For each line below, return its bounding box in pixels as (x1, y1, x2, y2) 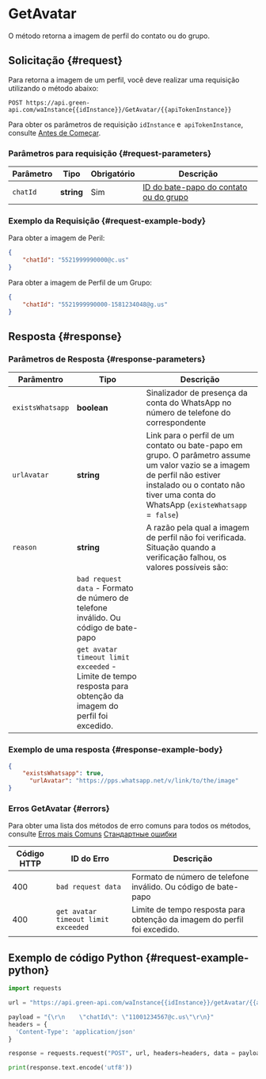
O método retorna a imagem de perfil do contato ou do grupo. (8, 31, 210, 40)
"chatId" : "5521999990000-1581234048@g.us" (22, 300, 169, 308)
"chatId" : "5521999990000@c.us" (22, 256, 129, 264)
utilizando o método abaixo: (8, 83, 99, 93)
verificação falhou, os (146, 552, 227, 563)
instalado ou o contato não (146, 480, 245, 491)
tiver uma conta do (146, 489, 216, 500)
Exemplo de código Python (8, 951, 144, 964)
